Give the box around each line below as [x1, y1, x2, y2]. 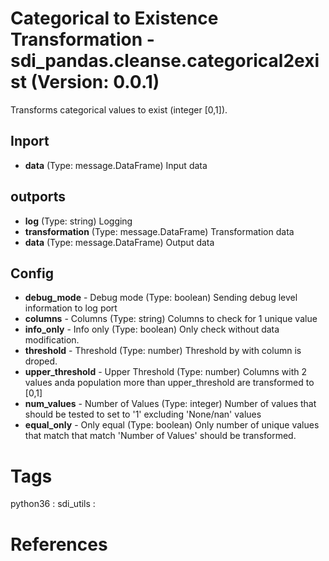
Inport [10, 133, 50, 150]
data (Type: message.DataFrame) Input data [24, 159, 208, 171]
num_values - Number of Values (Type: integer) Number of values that [24, 398, 317, 410]
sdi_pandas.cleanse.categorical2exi [10, 50, 320, 72]
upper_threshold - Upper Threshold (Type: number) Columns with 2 [24, 366, 307, 378]
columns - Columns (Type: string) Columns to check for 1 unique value [24, 313, 318, 325]
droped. [24, 355, 58, 367]
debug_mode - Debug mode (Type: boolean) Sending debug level [24, 292, 298, 304]
